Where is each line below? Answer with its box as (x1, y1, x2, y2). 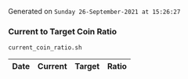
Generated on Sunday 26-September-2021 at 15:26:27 (8, 7, 181, 16)
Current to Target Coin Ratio (8, 26, 117, 37)
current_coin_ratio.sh (8, 44, 82, 52)
